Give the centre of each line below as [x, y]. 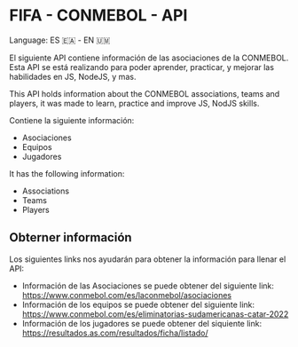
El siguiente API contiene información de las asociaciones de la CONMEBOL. [149, 58]
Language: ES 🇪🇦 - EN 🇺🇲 [60, 40]
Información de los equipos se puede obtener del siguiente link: [138, 304]
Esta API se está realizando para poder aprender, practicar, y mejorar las [142, 67]
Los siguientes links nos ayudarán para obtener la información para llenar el [148, 259]
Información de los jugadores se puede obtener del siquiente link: [142, 323]
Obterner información [71, 237]
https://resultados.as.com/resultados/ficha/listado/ [115, 333]
